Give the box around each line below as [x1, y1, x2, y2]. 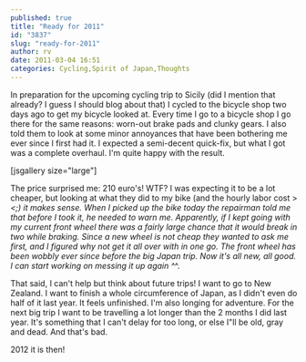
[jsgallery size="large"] [10, 165, 97, 176]
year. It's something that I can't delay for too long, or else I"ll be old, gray [10, 316, 284, 327]
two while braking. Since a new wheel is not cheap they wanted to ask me [10, 231, 290, 242]
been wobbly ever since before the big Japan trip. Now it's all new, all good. [10, 250, 297, 261]
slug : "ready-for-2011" [10, 38, 101, 48]
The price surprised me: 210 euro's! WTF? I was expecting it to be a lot [10, 182, 276, 193]
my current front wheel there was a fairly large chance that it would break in [10, 221, 298, 233]
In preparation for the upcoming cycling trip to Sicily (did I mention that [10, 88, 276, 100]
